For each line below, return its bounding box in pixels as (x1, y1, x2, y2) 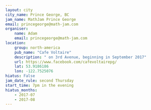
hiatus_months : (5, 87, 38, 93)
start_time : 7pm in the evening (5, 83, 74, 88)
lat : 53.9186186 (14, 64, 49, 69)
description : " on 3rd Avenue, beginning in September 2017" (14, 54, 146, 60)
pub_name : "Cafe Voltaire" (14, 50, 72, 55)
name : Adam (14, 31, 38, 36)
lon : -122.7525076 (14, 69, 53, 74)
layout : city (5, 7, 33, 13)
